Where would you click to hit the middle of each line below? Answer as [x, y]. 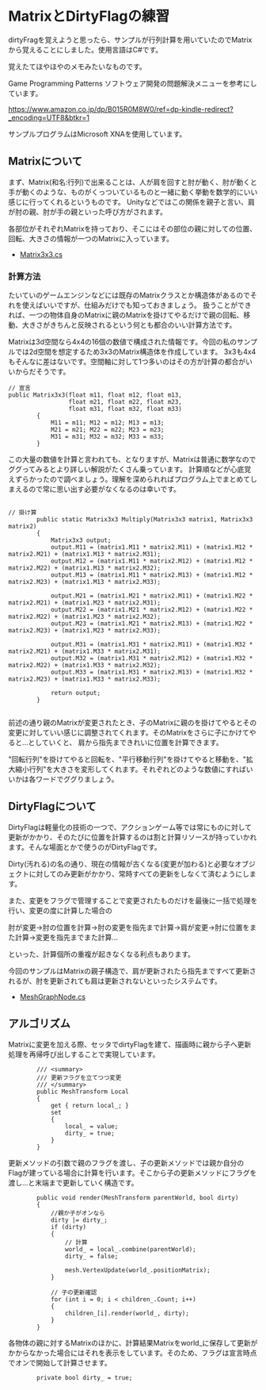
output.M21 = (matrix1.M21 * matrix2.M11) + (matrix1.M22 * [152, 596]
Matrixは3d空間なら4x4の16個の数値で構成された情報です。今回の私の [123, 342]
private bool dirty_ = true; [85, 1377]
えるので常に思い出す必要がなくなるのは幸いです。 [97, 490]
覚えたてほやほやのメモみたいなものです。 [77, 66]
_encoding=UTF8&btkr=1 [49, 117]
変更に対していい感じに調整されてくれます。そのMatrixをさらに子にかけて [129, 733]
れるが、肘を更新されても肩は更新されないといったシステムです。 [115, 981]
